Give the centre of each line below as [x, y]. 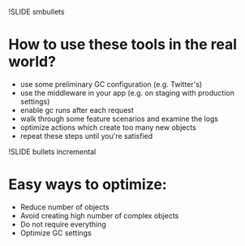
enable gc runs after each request [77, 110]
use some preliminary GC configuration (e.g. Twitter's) [111, 84]
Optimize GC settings [56, 233]
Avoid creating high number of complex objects [99, 215]
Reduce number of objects [64, 207]
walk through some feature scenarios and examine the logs [119, 119]
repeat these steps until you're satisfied [86, 136]
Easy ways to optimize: [88, 185]
